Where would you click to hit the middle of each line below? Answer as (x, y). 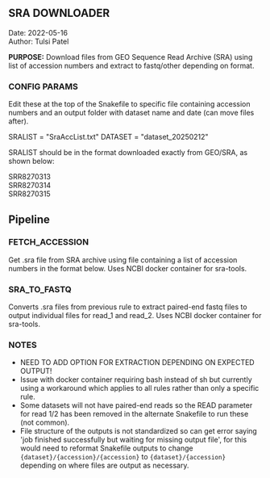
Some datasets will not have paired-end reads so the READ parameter (136, 405)
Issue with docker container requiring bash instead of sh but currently (136, 379)
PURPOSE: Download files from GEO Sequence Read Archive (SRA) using (131, 57)
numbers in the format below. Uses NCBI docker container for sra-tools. (128, 268)
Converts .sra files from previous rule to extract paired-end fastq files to (128, 307)
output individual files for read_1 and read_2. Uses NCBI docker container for (135, 316)
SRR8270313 (29, 177)
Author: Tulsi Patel (39, 41)
